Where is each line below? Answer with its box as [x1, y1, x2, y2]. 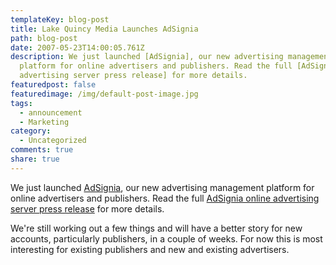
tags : [10, 98, 33, 108]
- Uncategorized [19, 136, 87, 146]
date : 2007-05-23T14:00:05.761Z [10, 42, 145, 53]
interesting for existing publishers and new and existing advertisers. [10, 243, 290, 255]
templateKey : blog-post [10, 14, 110, 25]
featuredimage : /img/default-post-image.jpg [10, 89, 199, 99]
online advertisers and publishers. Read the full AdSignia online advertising [10, 192, 320, 204]
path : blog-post [10, 33, 78, 43]
